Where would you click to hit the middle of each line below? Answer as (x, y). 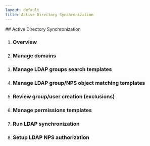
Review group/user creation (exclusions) (64, 97)
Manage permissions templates (52, 111)
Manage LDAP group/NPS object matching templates (79, 83)
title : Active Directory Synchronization (49, 15)
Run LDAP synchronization (46, 124)
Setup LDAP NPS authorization (51, 137)
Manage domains (34, 56)
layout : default (22, 10)
